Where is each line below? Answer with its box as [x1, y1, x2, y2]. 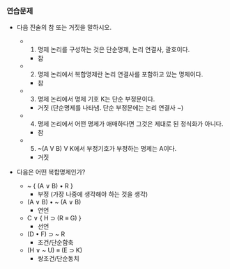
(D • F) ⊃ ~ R [26, 230, 66, 238]
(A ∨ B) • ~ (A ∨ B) [26, 198, 82, 206]
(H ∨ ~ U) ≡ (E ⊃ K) [26, 246, 83, 254]
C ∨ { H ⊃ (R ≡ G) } [26, 214, 82, 222]
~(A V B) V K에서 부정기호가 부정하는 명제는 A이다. [37, 145, 177, 153]
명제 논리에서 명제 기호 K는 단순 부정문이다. [37, 95, 155, 104]
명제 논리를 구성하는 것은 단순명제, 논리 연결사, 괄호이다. [37, 45, 190, 54]
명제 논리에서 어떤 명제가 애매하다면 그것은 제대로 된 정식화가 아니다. [37, 120, 224, 128]
